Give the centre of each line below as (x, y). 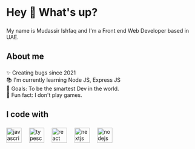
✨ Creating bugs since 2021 (41, 73)
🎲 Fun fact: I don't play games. (45, 95)
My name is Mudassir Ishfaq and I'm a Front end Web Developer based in (98, 31)
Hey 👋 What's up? (52, 12)
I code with (28, 114)
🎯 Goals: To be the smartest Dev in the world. (63, 89)
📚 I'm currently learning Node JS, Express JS (64, 80)
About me (25, 56)
